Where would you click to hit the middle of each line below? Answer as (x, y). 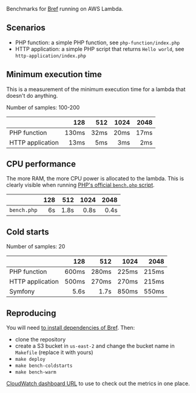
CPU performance (41, 164)
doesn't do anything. (32, 95)
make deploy (30, 360)
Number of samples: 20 (36, 247)
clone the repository (40, 340)
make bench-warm (35, 372)
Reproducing (31, 313)
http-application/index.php (50, 56)
